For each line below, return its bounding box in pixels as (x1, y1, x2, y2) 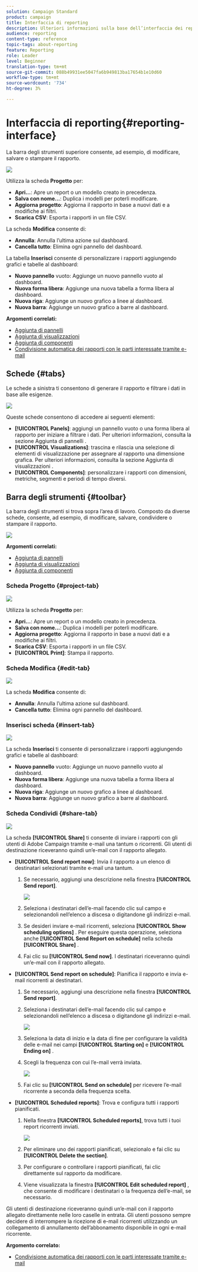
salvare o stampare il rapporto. (6, 154, 81, 161)
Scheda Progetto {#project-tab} (6, 582, 99, 590)
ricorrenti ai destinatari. (26, 976, 83, 983)
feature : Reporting (6, 47, 54, 53)
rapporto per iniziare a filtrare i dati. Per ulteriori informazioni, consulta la (14, 431, 192, 438)
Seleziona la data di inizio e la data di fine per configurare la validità (23, 1034, 187, 1041)
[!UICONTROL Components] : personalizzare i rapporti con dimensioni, (14, 468, 187, 476)
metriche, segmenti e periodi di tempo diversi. (14, 475, 127, 482)
